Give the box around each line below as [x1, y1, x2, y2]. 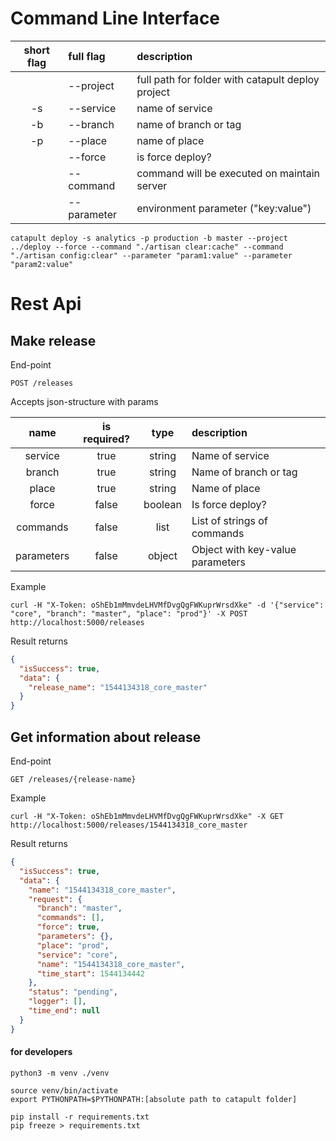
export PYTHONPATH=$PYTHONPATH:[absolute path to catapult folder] [10, 1094, 298, 1104]
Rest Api [10, 293, 82, 316]
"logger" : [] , [28, 997, 87, 1007]
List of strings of [191, 513, 268, 527]
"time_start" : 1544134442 [36, 968, 145, 979]
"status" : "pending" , [28, 987, 118, 997]
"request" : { [28, 894, 83, 904]
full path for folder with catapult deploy [136, 72, 320, 86]
